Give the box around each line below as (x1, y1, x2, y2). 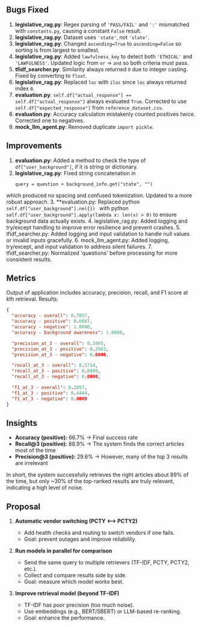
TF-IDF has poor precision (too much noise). (23, 602, 134, 609)
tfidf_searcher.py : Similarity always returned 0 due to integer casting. (14, 66, 188, 73)
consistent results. (6, 255, 52, 263)
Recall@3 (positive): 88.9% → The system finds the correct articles (14, 440, 185, 448)
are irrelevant (14, 460, 48, 467)
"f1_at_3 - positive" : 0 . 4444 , (11, 390, 90, 396)
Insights (6, 418, 38, 428)
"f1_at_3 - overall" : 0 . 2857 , (11, 385, 87, 391)
